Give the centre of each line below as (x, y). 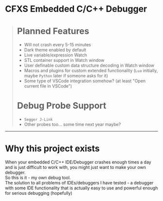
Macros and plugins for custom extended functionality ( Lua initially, (91, 71)
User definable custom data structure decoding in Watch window (89, 65)
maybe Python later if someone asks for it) (66, 76)
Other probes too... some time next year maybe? (73, 125)
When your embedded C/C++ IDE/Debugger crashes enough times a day (78, 162)
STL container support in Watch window (64, 60)
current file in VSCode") (48, 86)
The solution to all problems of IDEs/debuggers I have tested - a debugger (79, 183)
